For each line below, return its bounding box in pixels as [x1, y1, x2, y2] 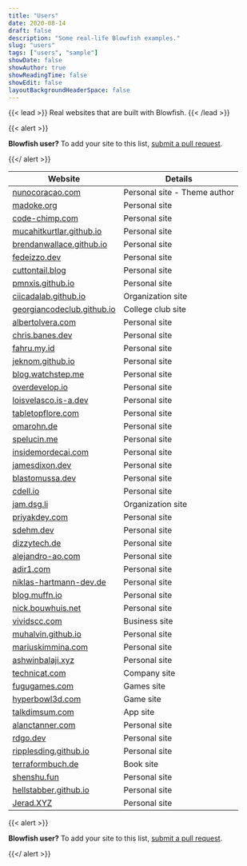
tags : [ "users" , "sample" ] [8, 49, 98, 57]
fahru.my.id [12, 343, 55, 354]
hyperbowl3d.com [12, 693, 82, 704]
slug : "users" [8, 42, 56, 50]
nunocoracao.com [12, 187, 82, 198]
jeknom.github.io [12, 356, 75, 367]
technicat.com [12, 668, 66, 679]
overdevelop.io [12, 381, 68, 393]
